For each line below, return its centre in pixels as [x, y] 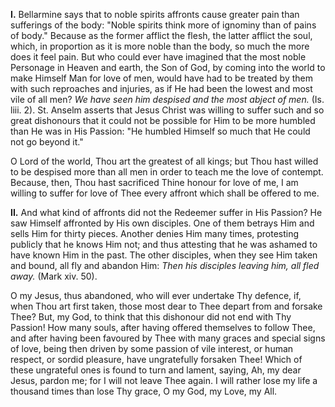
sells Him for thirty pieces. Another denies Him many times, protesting [155, 233]
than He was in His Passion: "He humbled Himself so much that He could [160, 131]
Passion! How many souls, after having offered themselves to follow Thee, [163, 327]
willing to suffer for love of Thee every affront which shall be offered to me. [165, 193]
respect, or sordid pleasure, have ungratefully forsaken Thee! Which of [156, 359]
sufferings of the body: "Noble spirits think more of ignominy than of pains [163, 25]
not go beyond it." [47, 142]
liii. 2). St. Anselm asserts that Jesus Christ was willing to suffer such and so [167, 110]
